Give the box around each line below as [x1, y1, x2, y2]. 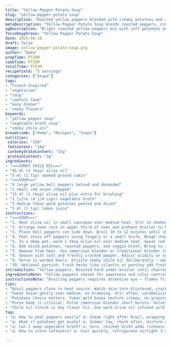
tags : [5, 78, 17, 83]
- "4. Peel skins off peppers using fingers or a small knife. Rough [5, 234, 156, 239]
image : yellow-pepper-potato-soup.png [5, 45, 88, 50]
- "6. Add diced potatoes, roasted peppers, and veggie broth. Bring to [5, 243, 163, 249]
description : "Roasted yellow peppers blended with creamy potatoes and [5, 17, 163, 22]
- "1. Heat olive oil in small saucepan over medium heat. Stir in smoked [5, 220, 167, 225]
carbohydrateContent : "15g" [7, 149, 67, 154]
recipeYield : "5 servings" [5, 69, 63, 74]
